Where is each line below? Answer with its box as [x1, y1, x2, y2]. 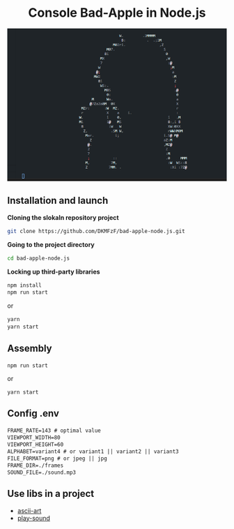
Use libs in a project [7, 488, 95, 500]
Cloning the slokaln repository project [7, 213, 120, 221]
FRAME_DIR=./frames [7, 462, 64, 469]
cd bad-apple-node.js [7, 255, 70, 262]
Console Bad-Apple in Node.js [28, 5, 206, 21]
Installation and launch [7, 195, 109, 207]
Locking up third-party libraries [7, 267, 100, 276]
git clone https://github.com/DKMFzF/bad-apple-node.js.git [7, 228, 186, 234]
